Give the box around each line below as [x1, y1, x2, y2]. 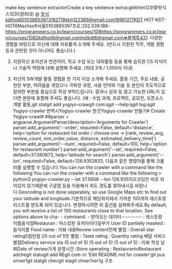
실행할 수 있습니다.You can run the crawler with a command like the [22, 164, 163, 170]
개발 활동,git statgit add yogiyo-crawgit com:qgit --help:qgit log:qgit [12, 102, 156, 107]
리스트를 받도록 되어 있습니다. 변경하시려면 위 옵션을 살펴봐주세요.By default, [12, 202, 167, 208]
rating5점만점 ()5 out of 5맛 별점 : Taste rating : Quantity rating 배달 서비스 [12, 233, 166, 239]
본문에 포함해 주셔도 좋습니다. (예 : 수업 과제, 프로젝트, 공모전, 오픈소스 [22, 95, 163, 101]
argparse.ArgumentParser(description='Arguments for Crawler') [12, 119, 149, 125]
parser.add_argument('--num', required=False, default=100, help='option [12, 141, 167, 147]
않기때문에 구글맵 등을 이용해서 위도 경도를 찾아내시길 [26, 183, 134, 188]
